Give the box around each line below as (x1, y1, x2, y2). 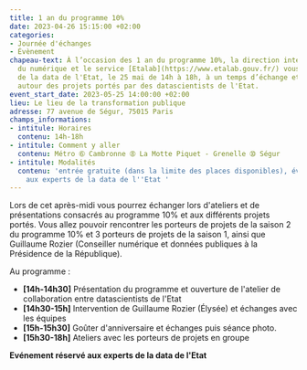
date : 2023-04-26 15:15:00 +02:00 (9, 22, 142, 31)
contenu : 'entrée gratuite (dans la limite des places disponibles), (17, 166, 288, 175)
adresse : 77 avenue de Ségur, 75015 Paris (9, 107, 174, 116)
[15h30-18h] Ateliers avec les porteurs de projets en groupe (22, 333, 249, 344)
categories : (9, 30, 55, 39)
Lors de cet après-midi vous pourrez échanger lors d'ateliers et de (9, 200, 260, 211)
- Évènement (9, 48, 55, 57)
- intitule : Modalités (9, 157, 96, 167)
